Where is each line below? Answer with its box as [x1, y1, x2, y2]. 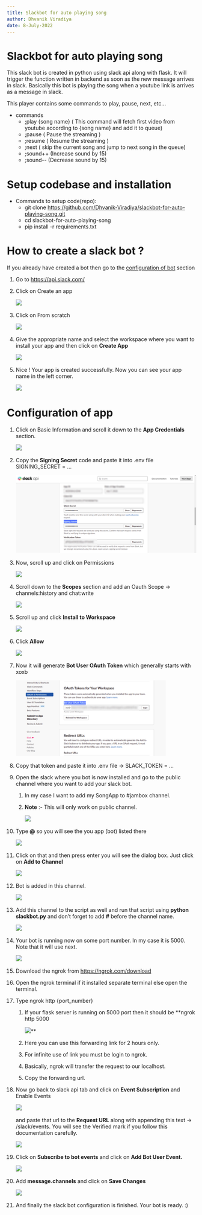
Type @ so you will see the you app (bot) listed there [15, 827, 147, 835]
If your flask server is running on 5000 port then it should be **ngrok [24, 1009, 195, 1016]
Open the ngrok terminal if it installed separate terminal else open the [15, 979, 188, 987]
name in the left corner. [15, 372, 74, 380]
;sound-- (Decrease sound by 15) [24, 157, 107, 164]
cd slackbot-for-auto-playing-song [24, 217, 111, 224]
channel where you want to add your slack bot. [15, 780, 132, 788]
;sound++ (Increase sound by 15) [24, 150, 107, 157]
